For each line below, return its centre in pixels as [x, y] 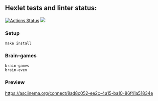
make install [18, 44]
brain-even [16, 70]
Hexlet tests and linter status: [51, 8]
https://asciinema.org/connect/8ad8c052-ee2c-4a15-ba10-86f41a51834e [79, 93]
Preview [15, 82]
